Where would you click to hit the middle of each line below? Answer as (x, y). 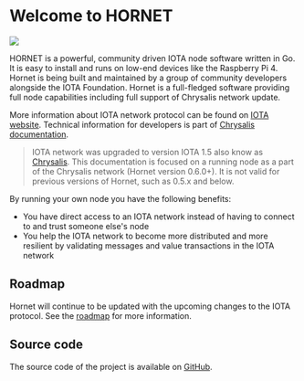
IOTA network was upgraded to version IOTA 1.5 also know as (147, 152)
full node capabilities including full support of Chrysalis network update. (145, 97)
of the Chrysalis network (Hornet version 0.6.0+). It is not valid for (156, 171)
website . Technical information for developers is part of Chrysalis (132, 124)
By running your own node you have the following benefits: (120, 198)
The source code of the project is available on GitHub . (111, 366)
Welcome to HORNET (91, 16)
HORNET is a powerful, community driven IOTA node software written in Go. (152, 58)
